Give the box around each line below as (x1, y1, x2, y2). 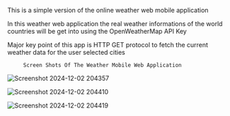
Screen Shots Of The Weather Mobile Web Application (23, 62, 182, 69)
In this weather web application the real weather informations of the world (7, 20, 223, 27)
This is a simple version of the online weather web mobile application (7, 6, 209, 14)
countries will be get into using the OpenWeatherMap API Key (7, 27, 188, 35)
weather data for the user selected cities (7, 49, 125, 56)
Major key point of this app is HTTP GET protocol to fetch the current (7, 41, 209, 49)
